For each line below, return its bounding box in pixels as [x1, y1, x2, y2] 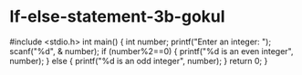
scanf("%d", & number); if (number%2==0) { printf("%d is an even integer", [9, 45, 294, 56]
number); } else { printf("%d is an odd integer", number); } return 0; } [9, 55, 268, 66]
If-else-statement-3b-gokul [9, 6, 225, 27]
